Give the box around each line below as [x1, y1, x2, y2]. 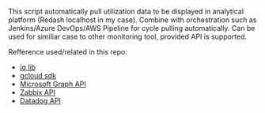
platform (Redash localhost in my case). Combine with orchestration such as [8, 15, 257, 24]
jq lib [19, 62, 36, 72]
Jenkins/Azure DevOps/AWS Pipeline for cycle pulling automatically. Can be [8, 24, 256, 32]
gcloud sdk [19, 71, 57, 80]
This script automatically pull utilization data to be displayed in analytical [8, 7, 244, 16]
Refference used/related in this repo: [8, 47, 128, 56]
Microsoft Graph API [19, 79, 86, 89]
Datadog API [19, 96, 62, 105]
